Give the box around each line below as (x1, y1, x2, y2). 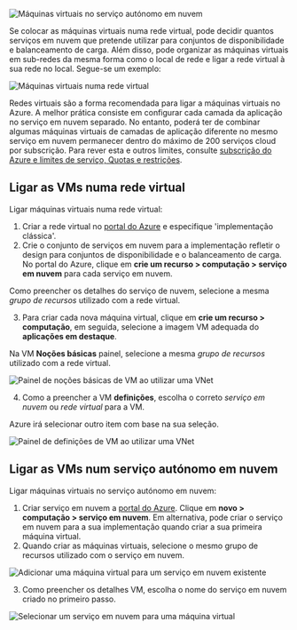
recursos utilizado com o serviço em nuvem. (21, 549, 184, 560)
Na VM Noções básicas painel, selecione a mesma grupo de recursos (9, 347, 266, 359)
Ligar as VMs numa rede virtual (9, 180, 186, 195)
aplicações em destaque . (21, 331, 117, 341)
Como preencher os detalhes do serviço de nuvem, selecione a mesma (9, 285, 270, 296)
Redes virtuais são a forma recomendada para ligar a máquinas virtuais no (9, 98, 281, 108)
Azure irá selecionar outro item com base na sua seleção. (9, 419, 220, 429)
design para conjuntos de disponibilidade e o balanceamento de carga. (21, 249, 282, 259)
